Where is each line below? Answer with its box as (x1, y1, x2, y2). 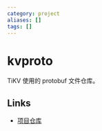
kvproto (7, 53, 53, 69)
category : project (7, 10, 60, 17)
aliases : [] (7, 17, 41, 24)
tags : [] (7, 23, 32, 30)
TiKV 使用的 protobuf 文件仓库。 (7, 77, 99, 85)
